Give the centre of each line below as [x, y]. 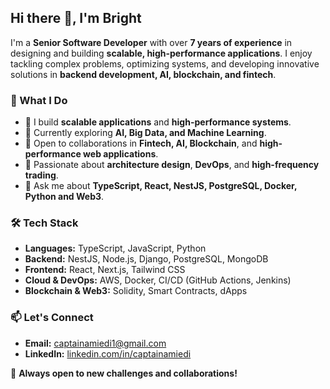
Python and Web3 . [64, 197]
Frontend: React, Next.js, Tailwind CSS [105, 270]
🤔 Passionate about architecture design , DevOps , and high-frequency [172, 165]
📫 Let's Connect [52, 318]
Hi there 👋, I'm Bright [76, 18]
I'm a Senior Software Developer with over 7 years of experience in [151, 42]
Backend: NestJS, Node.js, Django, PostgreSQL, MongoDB [146, 259]
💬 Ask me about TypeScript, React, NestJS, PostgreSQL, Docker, [161, 186]
